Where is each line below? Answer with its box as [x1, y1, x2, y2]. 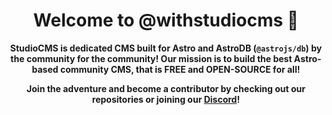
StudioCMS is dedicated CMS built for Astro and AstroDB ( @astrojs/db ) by [9, 42, 323, 54]
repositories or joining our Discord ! [91, 93, 241, 105]
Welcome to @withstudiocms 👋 [32, 9, 300, 32]
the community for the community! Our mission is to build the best [10, 52, 293, 64]
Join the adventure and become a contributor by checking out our [26, 82, 306, 94]
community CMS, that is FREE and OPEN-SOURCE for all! [59, 63, 301, 75]
